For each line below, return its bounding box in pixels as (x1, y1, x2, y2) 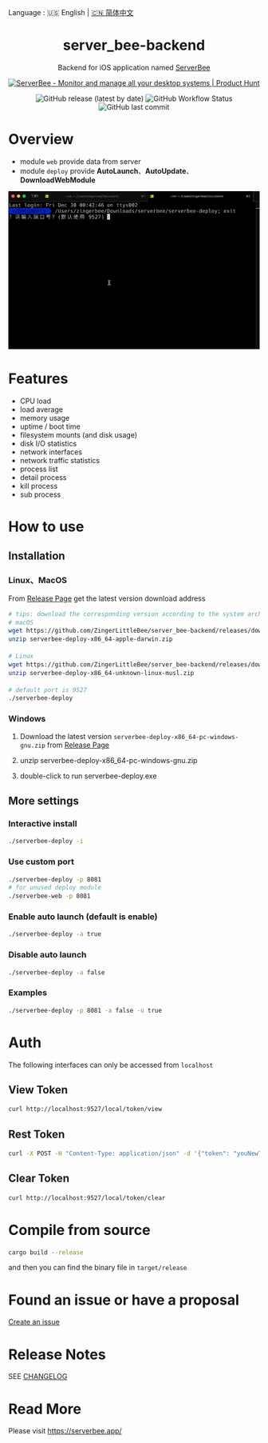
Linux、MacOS (8, 575, 68, 586)
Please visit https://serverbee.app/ (8, 1426, 122, 1436)
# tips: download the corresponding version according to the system (8, 610, 245, 618)
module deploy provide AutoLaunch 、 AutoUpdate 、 (19, 166, 194, 175)
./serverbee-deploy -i (8, 837, 84, 845)
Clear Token (8, 1172, 70, 1185)
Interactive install (8, 817, 77, 829)
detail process (19, 472, 67, 482)
